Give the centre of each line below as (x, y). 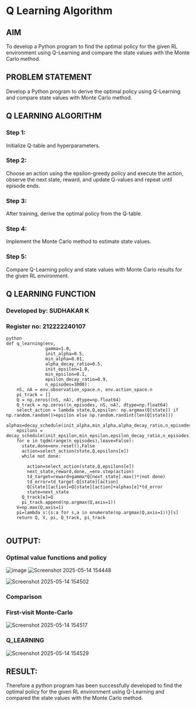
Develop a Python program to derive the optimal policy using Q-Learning (93, 91)
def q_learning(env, (31, 344)
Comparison (24, 596)
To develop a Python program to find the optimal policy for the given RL (92, 46)
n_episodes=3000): (68, 385)
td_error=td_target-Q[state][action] (73, 482)
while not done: (41, 457)
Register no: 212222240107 (46, 326)
